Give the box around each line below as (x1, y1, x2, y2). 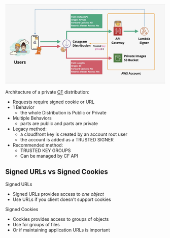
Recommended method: (12, 142, 63, 148)
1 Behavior (12, 104, 35, 110)
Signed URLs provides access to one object (12, 191, 104, 197)
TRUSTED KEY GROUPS (20, 147, 71, 154)
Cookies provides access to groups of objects (12, 216, 109, 222)
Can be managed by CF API (20, 153, 78, 159)
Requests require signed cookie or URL (12, 99, 95, 105)
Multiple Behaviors (12, 115, 52, 121)
